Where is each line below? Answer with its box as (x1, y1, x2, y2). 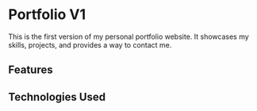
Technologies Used (8, 90, 105, 104)
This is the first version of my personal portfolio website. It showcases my (8, 32, 250, 41)
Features (8, 63, 53, 77)
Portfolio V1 (8, 6, 86, 24)
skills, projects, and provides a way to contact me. (8, 40, 172, 49)
